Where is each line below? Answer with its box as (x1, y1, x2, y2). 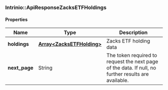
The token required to (106, 52, 157, 59)
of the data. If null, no (106, 64, 156, 71)
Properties (5, 16, 28, 22)
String (38, 64, 52, 71)
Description (119, 29, 148, 36)
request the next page (106, 58, 158, 65)
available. (106, 77, 129, 84)
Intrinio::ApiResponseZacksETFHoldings (5, 4, 106, 11)
